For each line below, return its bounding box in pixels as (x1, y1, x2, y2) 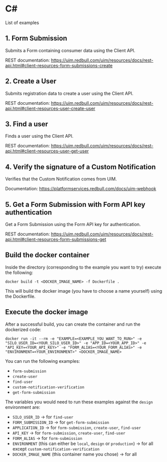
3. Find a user (5, 120, 48, 128)
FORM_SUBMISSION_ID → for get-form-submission (12, 419, 109, 425)
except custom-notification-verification (12, 445, 100, 451)
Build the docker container (5, 251, 90, 260)
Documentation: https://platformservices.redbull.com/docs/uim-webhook (5, 186, 156, 192)
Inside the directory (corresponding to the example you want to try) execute (5, 264, 161, 270)
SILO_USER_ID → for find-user (12, 414, 73, 420)
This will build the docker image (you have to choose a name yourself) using (5, 288, 162, 294)
